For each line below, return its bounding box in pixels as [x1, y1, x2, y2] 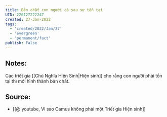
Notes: [5, 59, 27, 68]
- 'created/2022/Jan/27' [10, 26, 62, 31]
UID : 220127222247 [5, 12, 44, 17]
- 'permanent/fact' [10, 36, 51, 41]
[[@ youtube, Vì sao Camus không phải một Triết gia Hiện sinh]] [12, 106, 146, 112]
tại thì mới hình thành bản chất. [5, 78, 70, 84]
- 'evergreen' [10, 31, 39, 36]
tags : [5, 21, 17, 27]
